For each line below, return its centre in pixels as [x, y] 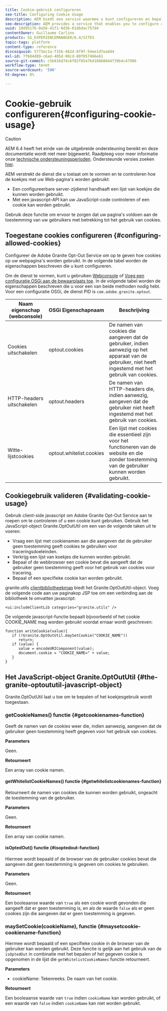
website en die [126, 453]
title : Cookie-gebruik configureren [43, 10]
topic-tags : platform [28, 42]
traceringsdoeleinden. [35, 552]
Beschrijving [134, 310]
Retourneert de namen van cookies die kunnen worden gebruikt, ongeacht [82, 792]
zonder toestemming [133, 459]
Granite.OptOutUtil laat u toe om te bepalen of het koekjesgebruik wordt [79, 697]
